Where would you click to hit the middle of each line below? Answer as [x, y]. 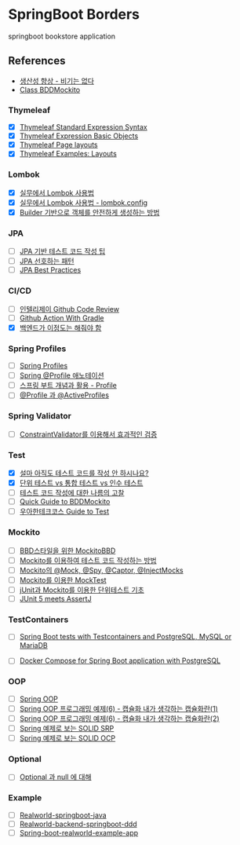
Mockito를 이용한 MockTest [63, 580]
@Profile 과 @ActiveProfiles [64, 395]
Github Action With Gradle [62, 318]
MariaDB [34, 646]
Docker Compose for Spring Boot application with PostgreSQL [120, 660]
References [37, 61]
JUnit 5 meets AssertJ [55, 598]
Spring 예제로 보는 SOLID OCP [67, 738]
